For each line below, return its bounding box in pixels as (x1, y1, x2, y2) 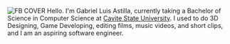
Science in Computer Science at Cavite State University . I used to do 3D (7, 14, 219, 22)
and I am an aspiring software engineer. (7, 29, 124, 37)
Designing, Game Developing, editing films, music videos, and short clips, (7, 22, 224, 29)
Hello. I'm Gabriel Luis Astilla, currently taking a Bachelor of (46, 7, 221, 15)
